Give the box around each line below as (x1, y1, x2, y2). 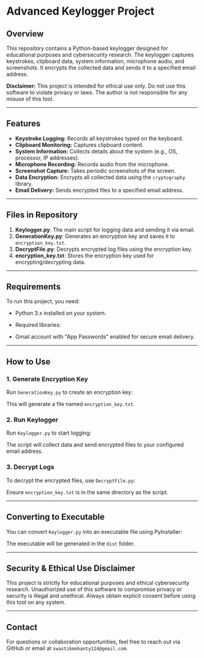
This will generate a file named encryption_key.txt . (6, 401, 135, 408)
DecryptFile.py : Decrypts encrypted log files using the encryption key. (15, 245, 193, 253)
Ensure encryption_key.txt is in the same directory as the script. (6, 488, 168, 495)
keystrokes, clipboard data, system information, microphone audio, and (6, 58, 185, 65)
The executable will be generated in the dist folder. (6, 540, 135, 547)
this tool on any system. (6, 598, 66, 606)
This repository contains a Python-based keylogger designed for (6, 44, 168, 52)
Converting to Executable (6, 512, 105, 522)
